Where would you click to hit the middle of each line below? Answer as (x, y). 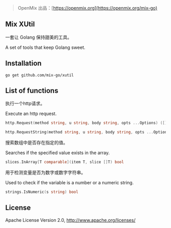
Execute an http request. (31, 113)
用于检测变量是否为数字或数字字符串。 (45, 173)
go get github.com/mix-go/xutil (39, 75)
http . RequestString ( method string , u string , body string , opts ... (79, 132)
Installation (23, 63)
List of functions (32, 91)
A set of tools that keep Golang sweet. (45, 47)
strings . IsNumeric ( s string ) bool (42, 192)
